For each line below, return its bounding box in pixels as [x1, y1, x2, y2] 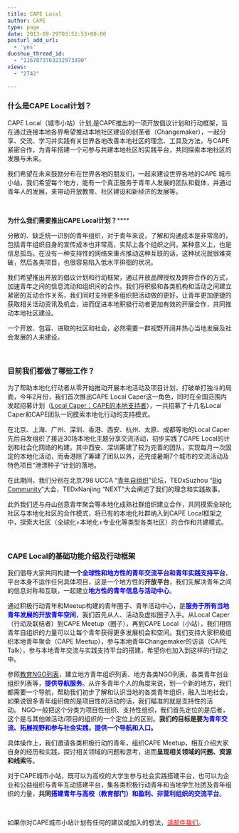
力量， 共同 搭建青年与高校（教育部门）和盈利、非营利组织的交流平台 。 [19, 790, 225, 798]
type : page [7, 23, 40, 31]
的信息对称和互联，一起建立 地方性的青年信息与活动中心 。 [7, 587, 176, 595]
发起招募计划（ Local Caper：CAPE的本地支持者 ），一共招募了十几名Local [7, 402, 222, 410]
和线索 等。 [7, 756, 39, 765]
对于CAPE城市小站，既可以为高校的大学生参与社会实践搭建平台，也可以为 [7, 772, 223, 780]
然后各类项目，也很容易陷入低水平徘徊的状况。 [19, 258, 157, 266]
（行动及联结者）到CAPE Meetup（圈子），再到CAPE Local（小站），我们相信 [7, 619, 232, 628]
